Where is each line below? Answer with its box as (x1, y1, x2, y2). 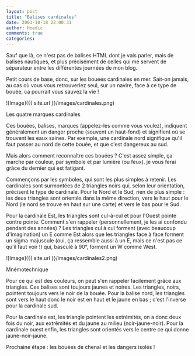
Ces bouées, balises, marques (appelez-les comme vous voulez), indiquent (6, 122, 187, 129)
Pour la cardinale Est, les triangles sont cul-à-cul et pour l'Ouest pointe (6, 212, 177, 219)
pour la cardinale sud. (6, 302, 58, 309)
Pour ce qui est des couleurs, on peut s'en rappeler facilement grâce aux (6, 278, 182, 284)
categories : (6, 36, 35, 42)
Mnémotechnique (6, 266, 48, 273)
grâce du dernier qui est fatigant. (6, 165, 86, 172)
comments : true (6, 30, 43, 36)
